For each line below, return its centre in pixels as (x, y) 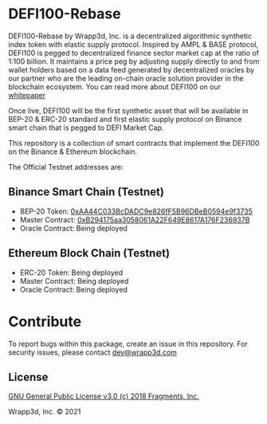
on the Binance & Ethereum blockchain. (73, 151)
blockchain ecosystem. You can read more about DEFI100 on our (115, 86)
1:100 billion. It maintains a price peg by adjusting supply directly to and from (134, 61)
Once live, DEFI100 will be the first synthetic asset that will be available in (128, 110)
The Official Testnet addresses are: (66, 167)
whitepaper (27, 95)
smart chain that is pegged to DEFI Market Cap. (86, 128)
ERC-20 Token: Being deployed (71, 273)
